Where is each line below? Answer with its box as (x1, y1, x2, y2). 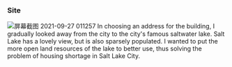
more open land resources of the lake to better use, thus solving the (7, 44, 202, 53)
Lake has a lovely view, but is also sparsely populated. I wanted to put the (7, 37, 218, 46)
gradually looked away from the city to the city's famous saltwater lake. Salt (7, 30, 225, 38)
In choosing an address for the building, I (97, 22, 215, 30)
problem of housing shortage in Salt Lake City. (7, 52, 141, 60)
